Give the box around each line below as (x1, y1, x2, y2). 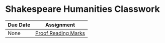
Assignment (45, 21, 75, 28)
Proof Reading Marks (35, 30, 86, 37)
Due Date (8, 21, 31, 28)
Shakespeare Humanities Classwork (5, 3, 160, 15)
